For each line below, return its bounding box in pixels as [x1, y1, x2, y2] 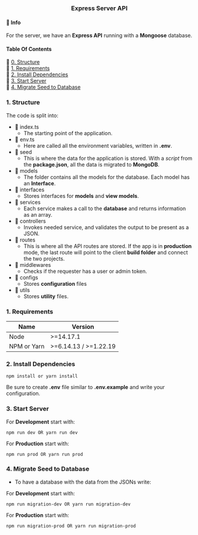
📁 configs [14, 273, 38, 281]
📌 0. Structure [6, 58, 40, 66]
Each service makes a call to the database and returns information [23, 205, 186, 212]
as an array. [23, 211, 53, 218]
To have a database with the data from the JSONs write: [14, 478, 152, 485]
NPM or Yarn [9, 342, 45, 350]
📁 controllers [14, 217, 46, 224]
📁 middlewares [14, 261, 51, 268]
